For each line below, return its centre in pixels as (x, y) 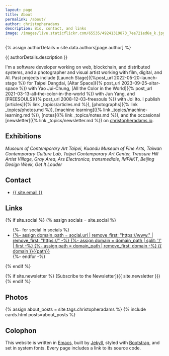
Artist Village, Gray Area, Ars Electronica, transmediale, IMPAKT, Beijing (80, 159)
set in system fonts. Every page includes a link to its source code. (73, 348)
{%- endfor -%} (29, 256)
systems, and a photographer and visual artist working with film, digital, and (84, 72)
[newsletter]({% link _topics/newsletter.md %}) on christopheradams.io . (80, 120)
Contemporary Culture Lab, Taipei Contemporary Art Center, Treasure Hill (82, 153)
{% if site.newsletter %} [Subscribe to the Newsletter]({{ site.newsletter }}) (83, 276)
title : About (19, 15)
